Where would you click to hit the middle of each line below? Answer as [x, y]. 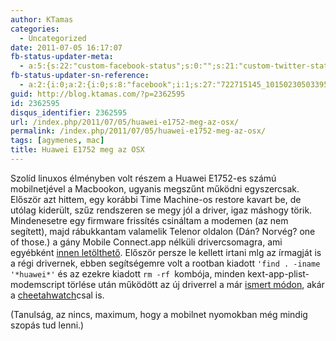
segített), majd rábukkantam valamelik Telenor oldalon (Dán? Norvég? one [163, 231]
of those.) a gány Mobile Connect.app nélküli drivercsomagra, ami [146, 242]
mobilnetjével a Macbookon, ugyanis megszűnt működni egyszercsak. [155, 188]
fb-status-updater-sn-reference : [80, 76]
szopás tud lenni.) [47, 325]
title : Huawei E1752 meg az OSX [77, 150]
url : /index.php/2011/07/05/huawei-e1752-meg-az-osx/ [125, 122]
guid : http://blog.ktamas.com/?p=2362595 [98, 94]
